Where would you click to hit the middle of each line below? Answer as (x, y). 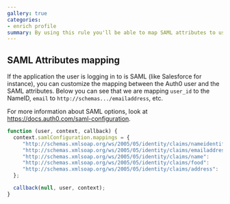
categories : (24, 20)
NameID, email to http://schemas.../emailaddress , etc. (85, 98)
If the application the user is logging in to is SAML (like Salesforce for (104, 76)
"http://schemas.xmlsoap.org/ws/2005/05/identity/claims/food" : (116, 163)
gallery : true (27, 13)
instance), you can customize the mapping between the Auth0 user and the (114, 84)
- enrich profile (32, 26)
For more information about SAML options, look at (78, 112)
